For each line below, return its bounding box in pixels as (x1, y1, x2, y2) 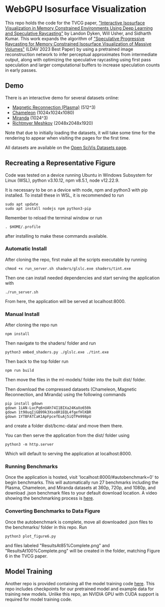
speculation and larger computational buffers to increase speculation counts (5, 62, 160, 68)
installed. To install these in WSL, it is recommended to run (5, 192, 124, 198)
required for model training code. (5, 596, 72, 602)
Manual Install (5, 310, 40, 317)
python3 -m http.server (5, 442, 54, 447)
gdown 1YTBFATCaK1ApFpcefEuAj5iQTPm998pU (5, 414, 92, 419)
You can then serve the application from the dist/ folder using (5, 432, 130, 439)
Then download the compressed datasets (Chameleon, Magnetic (5, 386, 137, 392)
